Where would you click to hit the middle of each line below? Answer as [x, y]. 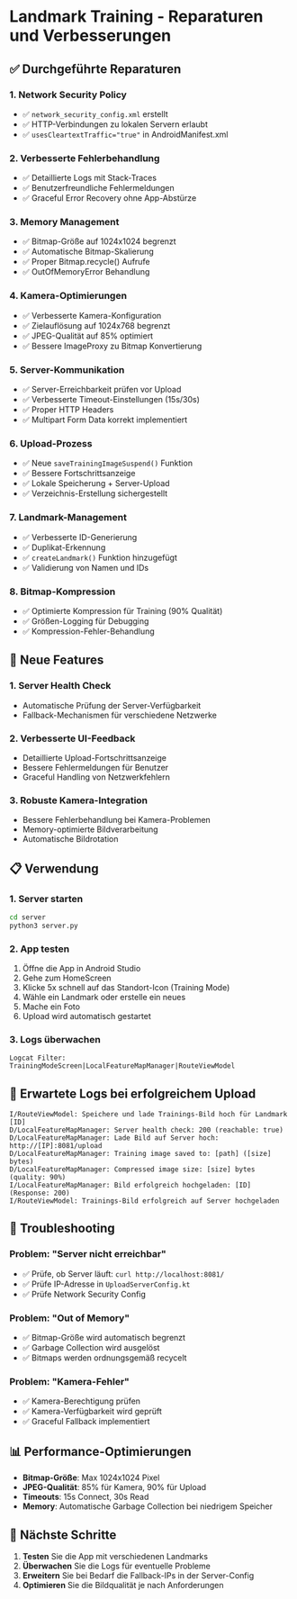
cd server [28, 917]
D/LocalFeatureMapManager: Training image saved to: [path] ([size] [140, 1154]
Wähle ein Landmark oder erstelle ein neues [104, 997]
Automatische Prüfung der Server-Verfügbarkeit [112, 705]
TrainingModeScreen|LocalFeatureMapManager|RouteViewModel [122, 1066]
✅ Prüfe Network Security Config [84, 1294]
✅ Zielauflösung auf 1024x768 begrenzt [96, 325]
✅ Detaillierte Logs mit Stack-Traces [90, 178]
